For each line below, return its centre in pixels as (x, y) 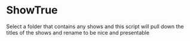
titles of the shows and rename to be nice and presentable (78, 32)
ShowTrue (32, 10)
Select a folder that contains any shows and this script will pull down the (95, 26)
